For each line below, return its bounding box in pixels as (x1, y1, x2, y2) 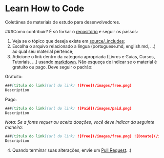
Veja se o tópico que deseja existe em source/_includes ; (12, 38, 125, 44)
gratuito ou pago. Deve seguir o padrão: (12, 64, 93, 70)
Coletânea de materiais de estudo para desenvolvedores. (5, 19, 121, 25)
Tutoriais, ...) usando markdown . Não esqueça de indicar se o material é (12, 59, 157, 65)
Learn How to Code (5, 3, 84, 14)
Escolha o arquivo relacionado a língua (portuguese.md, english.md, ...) (12, 43, 156, 49)
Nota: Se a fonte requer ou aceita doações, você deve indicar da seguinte (5, 119, 155, 125)
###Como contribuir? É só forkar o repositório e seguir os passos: (5, 28, 138, 34)
